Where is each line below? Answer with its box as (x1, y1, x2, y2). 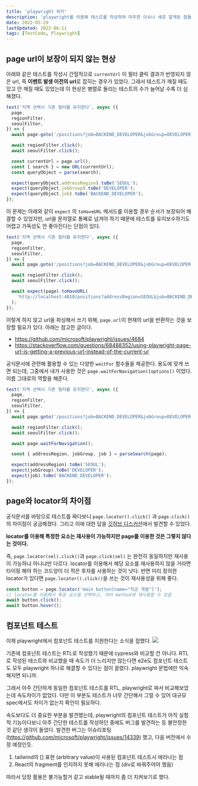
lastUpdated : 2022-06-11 (6, 25, 67, 31)
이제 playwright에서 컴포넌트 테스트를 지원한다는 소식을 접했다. (6, 637, 151, 644)
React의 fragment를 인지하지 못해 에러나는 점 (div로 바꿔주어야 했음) (14, 761, 174, 768)
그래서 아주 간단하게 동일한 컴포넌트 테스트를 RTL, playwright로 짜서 (6, 684, 164, 691)
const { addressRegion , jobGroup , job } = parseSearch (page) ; (11, 451, 167, 457)
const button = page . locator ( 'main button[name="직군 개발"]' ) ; (6, 586, 163, 592)
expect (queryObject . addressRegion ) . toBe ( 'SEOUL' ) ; (11, 180, 138, 186)
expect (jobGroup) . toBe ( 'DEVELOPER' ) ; (11, 467, 104, 473)
